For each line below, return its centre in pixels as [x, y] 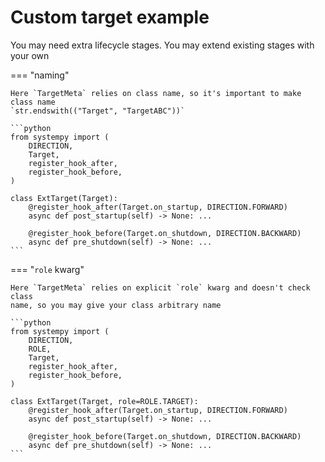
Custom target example [110, 17]
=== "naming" [40, 75]
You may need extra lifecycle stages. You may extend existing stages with [162, 45]
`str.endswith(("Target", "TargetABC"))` [98, 111]
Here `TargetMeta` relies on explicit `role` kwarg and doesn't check [160, 287]
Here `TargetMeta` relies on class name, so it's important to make [156, 93]
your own [30, 55]
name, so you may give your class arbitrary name [116, 305]
